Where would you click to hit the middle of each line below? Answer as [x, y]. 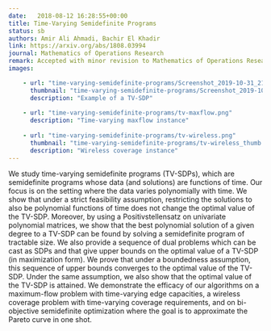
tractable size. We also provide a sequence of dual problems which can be [132, 242]
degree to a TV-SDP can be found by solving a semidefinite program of [127, 233]
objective [24, 311]
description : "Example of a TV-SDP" [91, 98]
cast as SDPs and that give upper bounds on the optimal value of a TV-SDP [133, 250]
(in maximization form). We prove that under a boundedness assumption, [130, 259]
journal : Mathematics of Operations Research [86, 53]
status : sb [27, 31]
